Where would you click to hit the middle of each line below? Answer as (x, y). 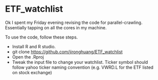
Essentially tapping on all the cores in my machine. (56, 27)
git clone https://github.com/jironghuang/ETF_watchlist (67, 52)
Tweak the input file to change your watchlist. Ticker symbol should (80, 62)
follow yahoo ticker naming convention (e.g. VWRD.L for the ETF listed (83, 67)
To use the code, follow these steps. (41, 37)
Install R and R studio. (34, 46)
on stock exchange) (32, 72)
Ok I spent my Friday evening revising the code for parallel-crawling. (74, 22)
